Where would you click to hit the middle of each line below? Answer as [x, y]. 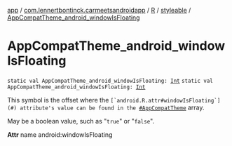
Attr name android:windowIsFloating [60, 134]
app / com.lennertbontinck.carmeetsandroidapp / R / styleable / [99, 10]
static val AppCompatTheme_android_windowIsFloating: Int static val [110, 81]
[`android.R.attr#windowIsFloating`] [165, 100]
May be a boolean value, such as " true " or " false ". [81, 121]
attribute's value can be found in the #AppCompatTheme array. [112, 107]
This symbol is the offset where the [58, 100]
